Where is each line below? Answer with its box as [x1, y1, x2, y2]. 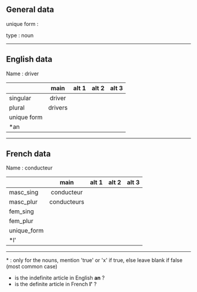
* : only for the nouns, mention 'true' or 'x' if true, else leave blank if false [6, 257, 183, 264]
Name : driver [6, 70, 39, 77]
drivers [48, 103, 68, 111]
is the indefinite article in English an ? [14, 274, 105, 281]
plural [9, 103, 25, 111]
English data [6, 54, 53, 64]
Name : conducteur [6, 164, 53, 171]
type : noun [6, 32, 34, 39]
